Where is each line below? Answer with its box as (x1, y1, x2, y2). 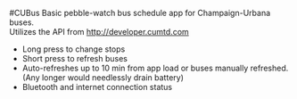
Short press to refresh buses (21, 54, 128, 63)
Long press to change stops (21, 44, 126, 54)
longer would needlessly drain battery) (41, 72, 185, 83)
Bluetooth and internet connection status (21, 82, 172, 92)
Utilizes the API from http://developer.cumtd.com (9, 27, 189, 37)
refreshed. (250, 62, 289, 73)
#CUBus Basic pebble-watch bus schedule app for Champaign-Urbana (9, 8, 271, 18)
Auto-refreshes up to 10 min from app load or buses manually (21, 62, 249, 73)
